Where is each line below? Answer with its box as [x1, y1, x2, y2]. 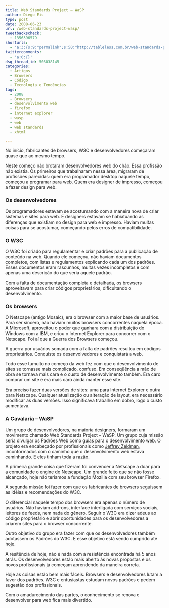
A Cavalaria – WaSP [5, 415, 54, 422]
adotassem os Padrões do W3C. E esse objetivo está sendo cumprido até [5, 535, 157, 541]
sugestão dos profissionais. [5, 582, 63, 588]
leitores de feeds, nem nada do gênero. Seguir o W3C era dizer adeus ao [5, 510, 157, 516]
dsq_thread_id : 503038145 [5, 59, 59, 64]
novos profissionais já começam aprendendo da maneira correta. [5, 561, 140, 568]
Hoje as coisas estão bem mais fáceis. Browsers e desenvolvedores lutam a [5, 571, 162, 577]
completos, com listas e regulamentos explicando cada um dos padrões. [5, 259, 156, 265]
